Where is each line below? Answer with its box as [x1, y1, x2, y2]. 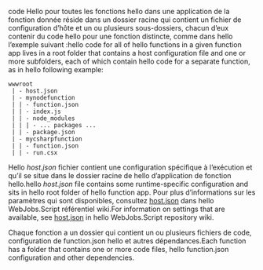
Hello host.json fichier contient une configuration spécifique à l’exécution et [8, 162, 253, 172]
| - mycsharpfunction [11, 135, 82, 143]
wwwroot [8, 80, 34, 88]
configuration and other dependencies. [8, 253, 135, 262]
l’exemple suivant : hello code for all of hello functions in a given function [8, 40, 242, 49]
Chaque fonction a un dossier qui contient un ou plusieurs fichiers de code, [8, 228, 252, 237]
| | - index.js [11, 108, 61, 115]
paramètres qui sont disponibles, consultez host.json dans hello [8, 196, 214, 205]
